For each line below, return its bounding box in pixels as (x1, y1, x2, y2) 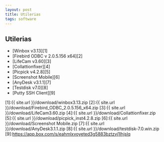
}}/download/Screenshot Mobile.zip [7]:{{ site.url (5, 121, 105, 127)
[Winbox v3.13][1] (12, 48, 48, 54)
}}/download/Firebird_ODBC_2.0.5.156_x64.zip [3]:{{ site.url (5, 105, 125, 111)
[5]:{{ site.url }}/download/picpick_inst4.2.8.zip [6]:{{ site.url (5, 115, 127, 121)
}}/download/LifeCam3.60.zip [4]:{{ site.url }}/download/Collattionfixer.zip (5, 110, 156, 116)
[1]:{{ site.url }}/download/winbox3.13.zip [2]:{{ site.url (5, 99, 115, 105)
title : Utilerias (5, 12, 41, 17)
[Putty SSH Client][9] (12, 90, 55, 96)
